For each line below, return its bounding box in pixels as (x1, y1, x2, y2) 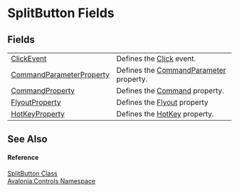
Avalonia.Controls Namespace (7, 176, 96, 185)
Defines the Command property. (116, 86, 225, 96)
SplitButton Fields (7, 5, 115, 21)
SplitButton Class (7, 169, 58, 178)
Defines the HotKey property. (116, 109, 215, 118)
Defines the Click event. (116, 54, 196, 64)
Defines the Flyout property (116, 98, 208, 107)
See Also (7, 133, 48, 146)
